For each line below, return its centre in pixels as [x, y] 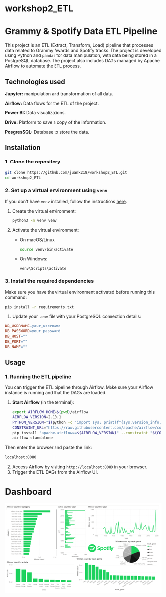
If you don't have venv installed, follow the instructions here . [66, 201]
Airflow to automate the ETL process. [43, 66]
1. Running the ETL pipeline [38, 377]
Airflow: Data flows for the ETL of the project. [52, 103]
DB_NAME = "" [16, 347]
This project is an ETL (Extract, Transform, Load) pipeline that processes [79, 45]
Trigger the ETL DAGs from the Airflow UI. [55, 472]
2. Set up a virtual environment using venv [56, 190]
